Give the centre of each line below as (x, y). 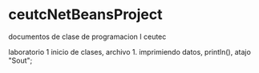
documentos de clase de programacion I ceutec (87, 36)
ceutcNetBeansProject (85, 15)
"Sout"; (20, 60)
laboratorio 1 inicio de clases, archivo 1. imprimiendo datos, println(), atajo (129, 52)
